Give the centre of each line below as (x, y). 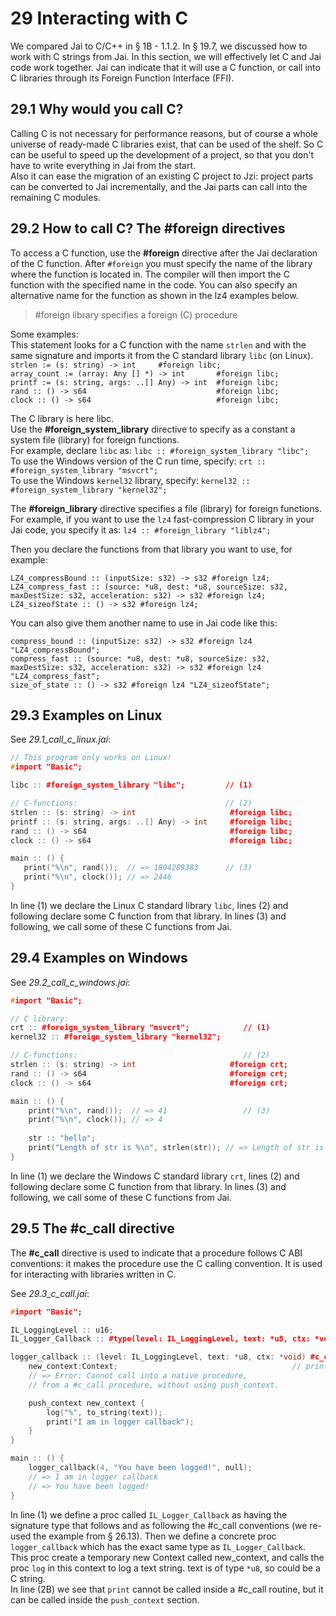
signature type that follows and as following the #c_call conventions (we (159, 1525)
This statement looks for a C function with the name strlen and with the (158, 344)
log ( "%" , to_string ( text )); (104, 1412)
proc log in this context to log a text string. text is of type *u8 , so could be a (165, 1568)
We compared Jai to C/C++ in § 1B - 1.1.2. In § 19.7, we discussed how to (159, 46)
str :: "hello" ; (62, 1138)
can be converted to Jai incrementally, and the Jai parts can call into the (159, 186)
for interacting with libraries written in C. (93, 1274)
